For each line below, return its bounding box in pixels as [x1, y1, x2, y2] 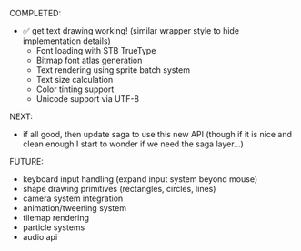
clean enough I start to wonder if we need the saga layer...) [22, 138, 244, 149]
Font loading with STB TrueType [35, 45, 156, 55]
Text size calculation [35, 75, 114, 85]
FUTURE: [9, 156, 44, 166]
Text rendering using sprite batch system [35, 65, 191, 75]
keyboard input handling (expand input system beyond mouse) [22, 174, 258, 185]
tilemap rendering [22, 213, 89, 223]
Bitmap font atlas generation [35, 55, 143, 65]
